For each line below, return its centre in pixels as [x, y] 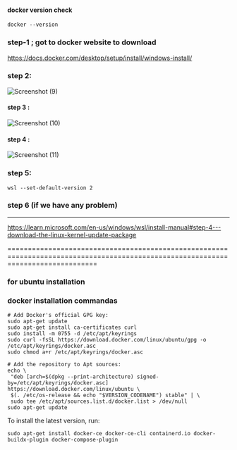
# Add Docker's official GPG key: [58, 315]
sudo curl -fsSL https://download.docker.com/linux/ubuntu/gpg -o [107, 340]
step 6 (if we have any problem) [62, 206]
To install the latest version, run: [54, 421]
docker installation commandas [62, 301]
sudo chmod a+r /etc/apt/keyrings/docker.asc [75, 352]
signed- [148, 377]
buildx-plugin [28, 440]
